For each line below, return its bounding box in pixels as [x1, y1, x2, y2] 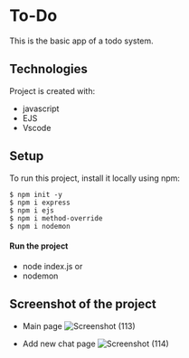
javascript [22, 103, 60, 114]
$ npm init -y [9, 190, 63, 199]
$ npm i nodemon [9, 221, 71, 231]
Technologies [9, 61, 89, 77]
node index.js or [22, 260, 83, 271]
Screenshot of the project [9, 297, 156, 312]
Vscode [22, 122, 52, 133]
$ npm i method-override [9, 213, 103, 222]
